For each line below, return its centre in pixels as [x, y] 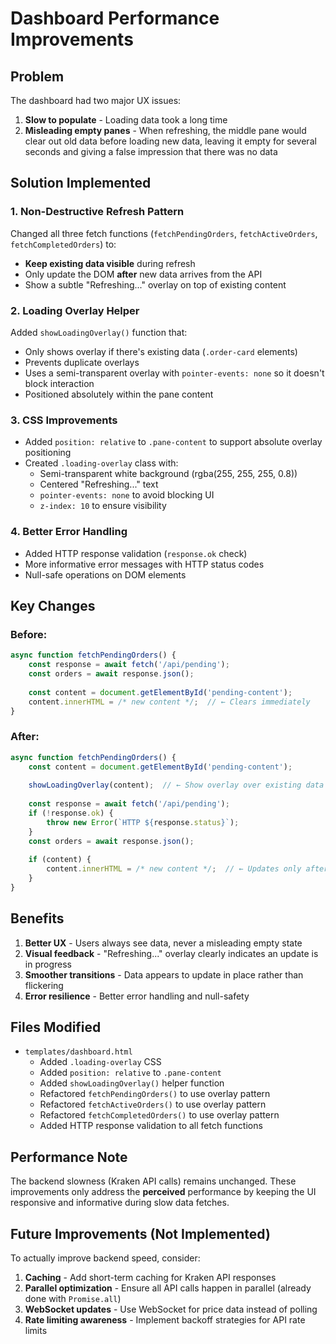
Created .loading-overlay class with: [101, 463]
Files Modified [56, 1027]
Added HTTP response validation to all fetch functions [151, 1126]
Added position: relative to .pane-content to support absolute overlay [173, 442]
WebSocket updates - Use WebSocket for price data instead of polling [171, 1309]
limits [36, 1331]
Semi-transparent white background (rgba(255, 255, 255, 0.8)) [168, 474]
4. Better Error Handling [69, 532]
